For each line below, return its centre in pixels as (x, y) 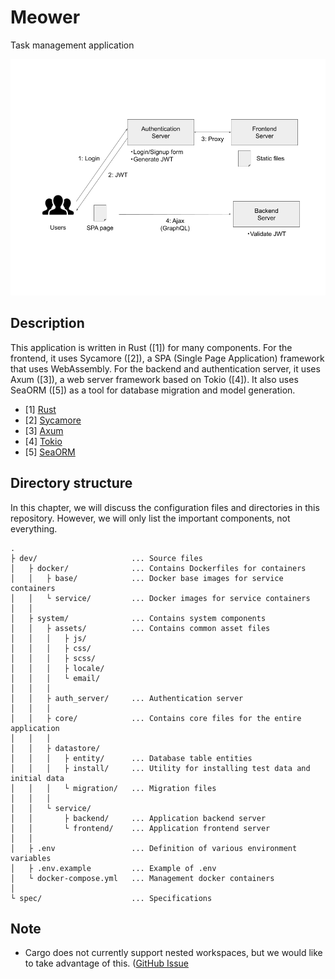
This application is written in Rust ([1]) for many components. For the (151, 347)
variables (31, 858)
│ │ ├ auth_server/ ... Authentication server (127, 698)
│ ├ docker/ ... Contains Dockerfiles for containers (158, 568)
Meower (45, 17)
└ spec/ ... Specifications (111, 898)
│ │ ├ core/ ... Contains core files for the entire (156, 718)
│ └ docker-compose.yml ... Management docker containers (142, 878)
